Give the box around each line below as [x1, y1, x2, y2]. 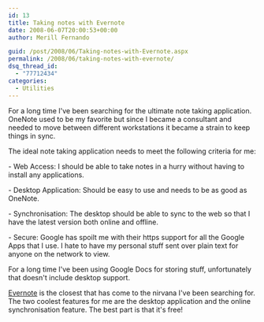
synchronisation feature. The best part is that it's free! [8, 305, 184, 314]
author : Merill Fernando [8, 33, 90, 42]
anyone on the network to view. [8, 249, 110, 258]
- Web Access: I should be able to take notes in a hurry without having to [8, 161, 245, 171]
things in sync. [8, 131, 56, 140]
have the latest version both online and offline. [8, 217, 159, 227]
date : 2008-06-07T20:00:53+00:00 [8, 26, 118, 34]
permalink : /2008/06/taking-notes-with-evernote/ [8, 55, 175, 63]
